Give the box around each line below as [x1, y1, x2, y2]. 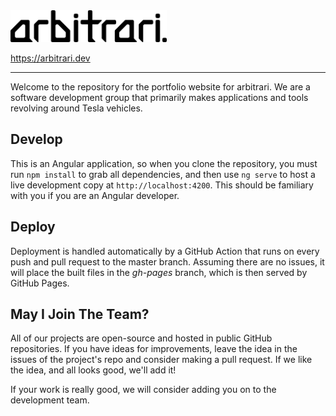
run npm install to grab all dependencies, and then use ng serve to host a [10, 168, 316, 180]
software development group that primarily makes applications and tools [10, 92, 309, 104]
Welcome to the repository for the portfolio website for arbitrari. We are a [10, 81, 311, 93]
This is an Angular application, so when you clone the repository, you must [10, 157, 318, 169]
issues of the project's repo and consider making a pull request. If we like [10, 354, 313, 366]
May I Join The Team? [10, 306, 150, 323]
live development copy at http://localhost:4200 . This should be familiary [10, 179, 314, 191]
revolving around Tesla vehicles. [10, 102, 143, 114]
